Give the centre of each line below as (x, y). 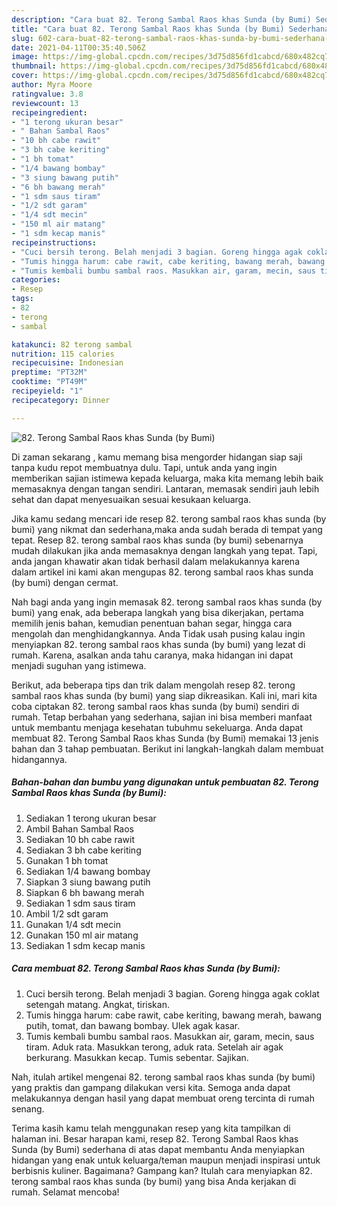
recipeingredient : (49, 112)
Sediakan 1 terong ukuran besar (91, 818)
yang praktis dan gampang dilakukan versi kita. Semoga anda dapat (151, 1087)
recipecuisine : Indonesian (67, 363)
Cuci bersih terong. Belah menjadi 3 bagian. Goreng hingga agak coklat (172, 993)
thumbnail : (34, 66)
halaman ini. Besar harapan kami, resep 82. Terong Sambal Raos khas (155, 1138)
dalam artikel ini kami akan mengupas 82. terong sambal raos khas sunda (162, 572)
